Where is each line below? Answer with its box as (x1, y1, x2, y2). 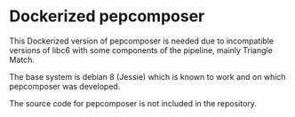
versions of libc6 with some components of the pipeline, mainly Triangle (9, 44, 273, 55)
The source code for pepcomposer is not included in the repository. (9, 97, 258, 108)
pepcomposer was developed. (9, 81, 121, 91)
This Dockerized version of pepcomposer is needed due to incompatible (9, 35, 274, 46)
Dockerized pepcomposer (9, 6, 205, 27)
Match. (9, 54, 36, 65)
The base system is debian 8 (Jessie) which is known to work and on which (9, 71, 286, 82)
